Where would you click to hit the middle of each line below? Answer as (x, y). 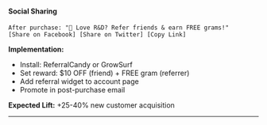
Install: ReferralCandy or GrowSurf (76, 65)
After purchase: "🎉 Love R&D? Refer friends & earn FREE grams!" (118, 28)
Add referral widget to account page (79, 81)
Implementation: (36, 49)
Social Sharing (33, 11)
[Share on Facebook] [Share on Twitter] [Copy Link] (97, 35)
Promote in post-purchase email (72, 90)
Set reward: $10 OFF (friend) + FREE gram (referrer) (104, 73)
